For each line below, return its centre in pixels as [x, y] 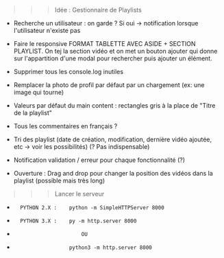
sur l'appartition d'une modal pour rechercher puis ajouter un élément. [113, 58]
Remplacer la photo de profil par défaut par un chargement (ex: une [109, 85]
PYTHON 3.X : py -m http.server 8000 [78, 221]
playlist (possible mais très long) [59, 180]
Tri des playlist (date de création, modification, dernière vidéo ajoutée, [113, 139]
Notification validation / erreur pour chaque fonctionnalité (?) [99, 160]
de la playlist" [33, 113]
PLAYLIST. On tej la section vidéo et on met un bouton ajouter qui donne [115, 51]
